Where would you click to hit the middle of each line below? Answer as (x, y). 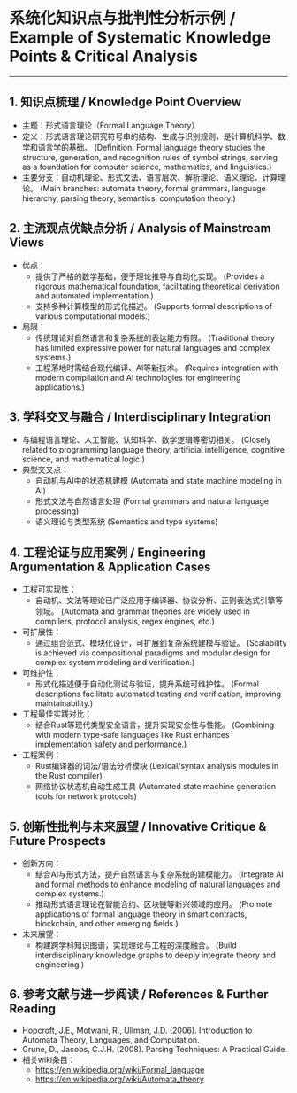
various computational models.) (93, 316)
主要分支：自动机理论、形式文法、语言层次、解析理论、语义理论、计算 (150, 177)
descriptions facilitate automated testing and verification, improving (158, 694)
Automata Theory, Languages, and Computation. (111, 1039)
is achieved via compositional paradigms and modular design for (153, 653)
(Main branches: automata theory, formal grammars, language (153, 188)
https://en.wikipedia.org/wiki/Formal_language (120, 1069)
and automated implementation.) (95, 295)
